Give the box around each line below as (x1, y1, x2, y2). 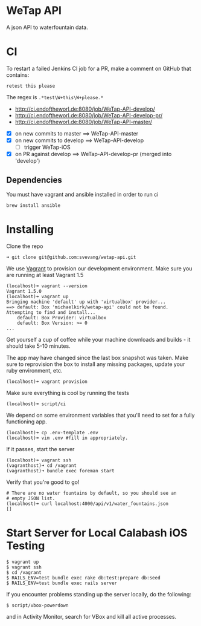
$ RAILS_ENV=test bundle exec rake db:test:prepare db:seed (6, 575, 161, 581)
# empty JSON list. (6, 495, 56, 501)
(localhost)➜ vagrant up (6, 293, 69, 299)
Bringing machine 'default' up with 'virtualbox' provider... (6, 299, 166, 305)
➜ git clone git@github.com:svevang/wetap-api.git (6, 254, 136, 260)
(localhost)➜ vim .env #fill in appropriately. (6, 435, 129, 441)
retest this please (6, 83, 56, 89)
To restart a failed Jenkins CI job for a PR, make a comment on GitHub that (6, 65, 191, 72)
